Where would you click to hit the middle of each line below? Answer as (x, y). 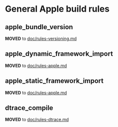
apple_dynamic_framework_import (59, 54)
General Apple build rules (57, 9)
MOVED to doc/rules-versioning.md (41, 38)
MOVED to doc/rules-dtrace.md (37, 120)
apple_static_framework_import (54, 81)
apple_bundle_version (39, 27)
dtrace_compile (29, 108)
